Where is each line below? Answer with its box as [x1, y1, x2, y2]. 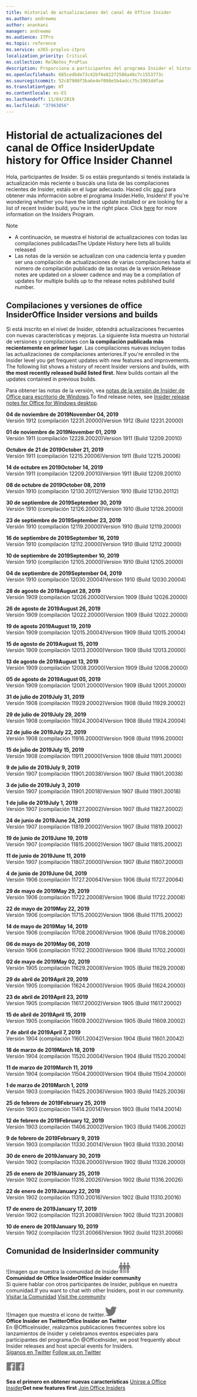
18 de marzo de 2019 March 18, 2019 [6, 1046, 95, 1053]
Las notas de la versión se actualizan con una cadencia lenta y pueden [14, 252, 186, 259]
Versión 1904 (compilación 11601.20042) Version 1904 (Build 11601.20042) [6, 1035, 185, 1042]
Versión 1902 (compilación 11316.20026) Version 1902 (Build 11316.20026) [6, 1176, 184, 1183]
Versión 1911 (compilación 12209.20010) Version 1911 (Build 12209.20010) [6, 470, 182, 477]
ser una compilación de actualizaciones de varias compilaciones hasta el [14, 258, 191, 265]
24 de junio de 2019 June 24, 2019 [6, 817, 90, 824]
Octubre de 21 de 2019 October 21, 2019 [6, 446, 104, 453]
